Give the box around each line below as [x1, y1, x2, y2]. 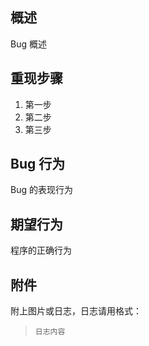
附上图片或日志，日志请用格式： [10, 305, 142, 317]
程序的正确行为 [10, 244, 72, 257]
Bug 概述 [10, 38, 47, 50]
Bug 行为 [10, 156, 66, 173]
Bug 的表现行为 [10, 184, 73, 196]
